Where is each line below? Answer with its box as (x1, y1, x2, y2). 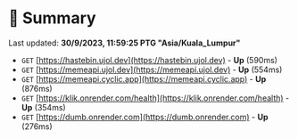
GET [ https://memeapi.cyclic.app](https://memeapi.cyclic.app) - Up (21, 73, 267, 84)
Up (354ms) (21, 102, 66, 112)
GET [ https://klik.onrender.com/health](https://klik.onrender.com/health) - (21, 93, 290, 103)
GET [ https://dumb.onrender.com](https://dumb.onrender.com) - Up (21, 111, 269, 122)
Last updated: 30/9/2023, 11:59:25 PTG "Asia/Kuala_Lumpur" (8, 37, 241, 48)
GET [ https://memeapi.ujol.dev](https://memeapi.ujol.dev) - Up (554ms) (21, 64, 283, 75)
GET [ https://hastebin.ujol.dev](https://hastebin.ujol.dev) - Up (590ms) (21, 54, 278, 65)
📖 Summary (8, 8, 96, 29)
